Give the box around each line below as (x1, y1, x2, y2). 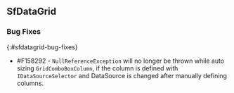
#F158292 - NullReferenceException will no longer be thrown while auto (16, 56, 225, 65)
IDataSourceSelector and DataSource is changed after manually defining (16, 71, 228, 80)
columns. (16, 79, 44, 87)
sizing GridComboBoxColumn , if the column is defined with (16, 63, 178, 73)
